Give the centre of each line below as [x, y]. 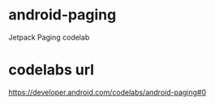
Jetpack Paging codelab [49, 37]
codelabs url [52, 70]
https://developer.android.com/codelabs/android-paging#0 [107, 92]
